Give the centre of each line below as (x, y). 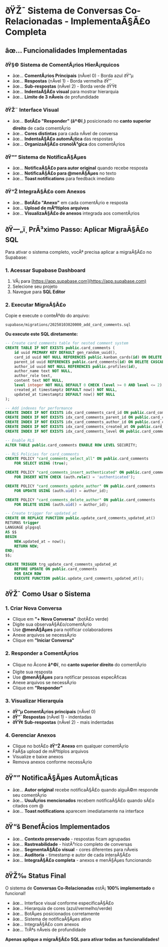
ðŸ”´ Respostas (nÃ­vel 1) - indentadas (52, 717)
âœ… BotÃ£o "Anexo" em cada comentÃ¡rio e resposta (70, 202)
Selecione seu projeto (35, 286)
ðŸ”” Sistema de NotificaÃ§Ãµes (46, 157)
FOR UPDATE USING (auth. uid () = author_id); (61, 491)
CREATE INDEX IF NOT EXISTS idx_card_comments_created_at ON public (78, 427)
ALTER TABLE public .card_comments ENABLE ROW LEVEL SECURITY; (71, 445)
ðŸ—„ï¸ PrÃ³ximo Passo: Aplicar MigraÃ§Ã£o (77, 229)
